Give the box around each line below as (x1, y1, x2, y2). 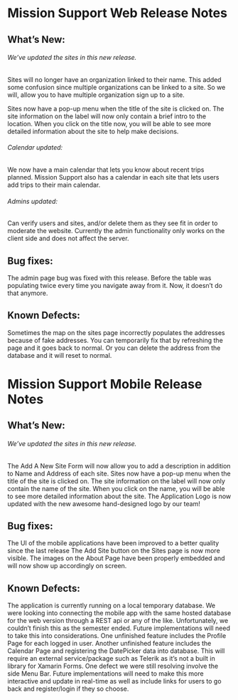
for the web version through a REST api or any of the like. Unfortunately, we (7, 617, 229, 625)
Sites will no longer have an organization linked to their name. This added (7, 75, 222, 83)
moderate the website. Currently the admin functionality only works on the (7, 227, 225, 235)
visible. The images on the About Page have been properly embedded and (7, 554, 225, 562)
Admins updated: (7, 197, 58, 205)
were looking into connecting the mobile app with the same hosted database (7, 609, 232, 617)
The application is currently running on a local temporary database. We (7, 601, 215, 610)
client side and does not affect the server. (7, 234, 129, 243)
